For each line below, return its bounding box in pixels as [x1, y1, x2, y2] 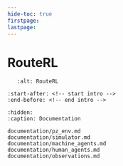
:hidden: [7, 109, 33, 116]
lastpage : [7, 24, 37, 31]
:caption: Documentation [7, 115, 81, 123]
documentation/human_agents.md [7, 147, 100, 154]
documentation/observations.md [7, 152, 100, 160]
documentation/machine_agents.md [7, 140, 107, 147]
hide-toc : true [7, 10, 53, 18]
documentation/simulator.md [7, 134, 91, 141]
